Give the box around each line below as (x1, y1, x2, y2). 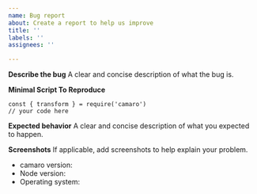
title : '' (8, 26, 41, 34)
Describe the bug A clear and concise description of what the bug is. (8, 70, 234, 79)
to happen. (8, 130, 43, 139)
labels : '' (8, 33, 44, 42)
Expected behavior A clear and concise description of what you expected (8, 121, 250, 131)
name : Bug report (8, 11, 66, 20)
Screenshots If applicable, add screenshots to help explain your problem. (8, 145, 248, 154)
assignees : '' (8, 41, 55, 49)
